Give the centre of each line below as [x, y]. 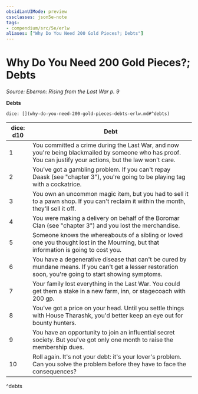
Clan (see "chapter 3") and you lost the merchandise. [106, 226]
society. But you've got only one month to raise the [103, 340]
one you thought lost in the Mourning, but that [95, 242]
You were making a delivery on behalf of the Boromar [106, 218]
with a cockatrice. [57, 185]
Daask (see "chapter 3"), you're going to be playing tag [109, 177]
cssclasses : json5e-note [37, 17]
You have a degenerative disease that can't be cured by [109, 260]
